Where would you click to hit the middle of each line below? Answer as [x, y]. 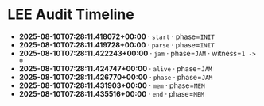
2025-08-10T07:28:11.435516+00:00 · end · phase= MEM [111, 93]
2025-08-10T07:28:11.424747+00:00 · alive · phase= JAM [115, 68]
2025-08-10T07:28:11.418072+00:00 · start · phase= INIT [117, 36]
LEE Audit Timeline [71, 15]
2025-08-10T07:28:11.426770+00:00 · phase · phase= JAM [116, 77]
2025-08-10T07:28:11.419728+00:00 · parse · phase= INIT [117, 44]
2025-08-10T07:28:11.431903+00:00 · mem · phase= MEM [112, 85]
